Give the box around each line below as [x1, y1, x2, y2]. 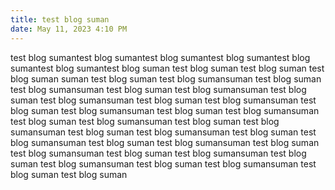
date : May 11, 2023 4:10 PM [10, 24, 128, 34]
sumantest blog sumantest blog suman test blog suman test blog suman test [10, 62, 325, 74]
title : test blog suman [10, 14, 110, 25]
